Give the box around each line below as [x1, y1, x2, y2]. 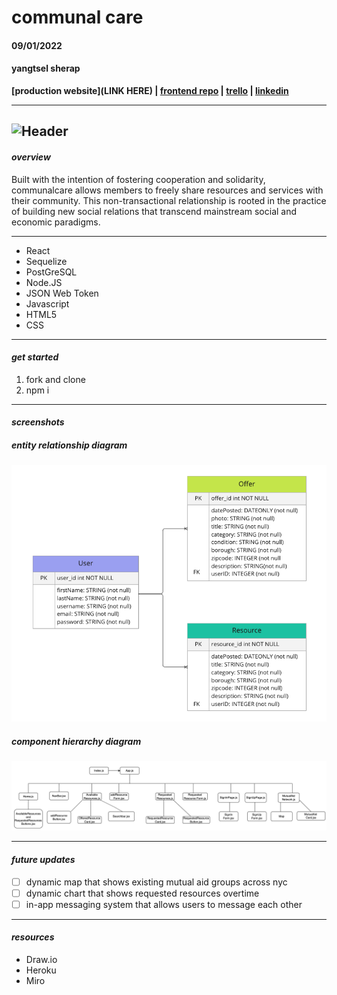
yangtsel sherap [11, 62, 81, 75]
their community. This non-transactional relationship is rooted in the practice [11, 194, 327, 206]
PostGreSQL [25, 266, 78, 278]
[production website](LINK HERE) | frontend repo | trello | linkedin [11, 84, 289, 96]
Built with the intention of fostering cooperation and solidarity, [11, 173, 266, 185]
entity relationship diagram [11, 439, 128, 451]
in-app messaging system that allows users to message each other [25, 898, 303, 910]
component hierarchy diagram [11, 735, 142, 747]
